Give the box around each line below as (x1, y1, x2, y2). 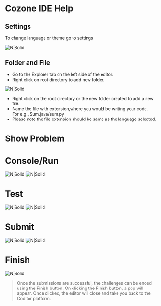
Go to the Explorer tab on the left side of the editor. (12, 71, 114, 77)
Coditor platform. (16, 295, 51, 301)
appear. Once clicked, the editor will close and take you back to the (16, 290, 151, 296)
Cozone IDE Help (5, 3, 73, 14)
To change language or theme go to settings (5, 35, 93, 41)
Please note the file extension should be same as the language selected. (12, 116, 156, 122)
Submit (5, 221, 35, 233)
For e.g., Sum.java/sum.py (12, 111, 64, 117)
